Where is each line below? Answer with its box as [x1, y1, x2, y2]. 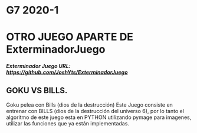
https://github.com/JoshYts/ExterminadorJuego [6, 69, 128, 76]
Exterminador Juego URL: [6, 62, 71, 69]
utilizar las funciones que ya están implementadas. [6, 120, 130, 127]
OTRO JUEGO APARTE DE [6, 30, 134, 44]
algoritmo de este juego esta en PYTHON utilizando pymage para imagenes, [6, 114, 192, 121]
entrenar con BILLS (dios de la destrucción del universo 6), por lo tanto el [6, 107, 185, 114]
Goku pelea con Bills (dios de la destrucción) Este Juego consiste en [6, 101, 173, 108]
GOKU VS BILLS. [6, 86, 68, 96]
